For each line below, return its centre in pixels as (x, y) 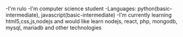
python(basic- (155, 9)
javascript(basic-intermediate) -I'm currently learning (106, 15)
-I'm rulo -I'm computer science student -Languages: (71, 9)
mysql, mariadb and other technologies (54, 27)
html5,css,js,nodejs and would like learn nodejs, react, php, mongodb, (91, 21)
